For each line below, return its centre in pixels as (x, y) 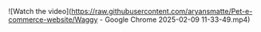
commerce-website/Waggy (53, 20)
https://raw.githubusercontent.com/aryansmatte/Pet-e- (162, 11)
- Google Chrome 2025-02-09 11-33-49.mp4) (175, 20)
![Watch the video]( (40, 11)
